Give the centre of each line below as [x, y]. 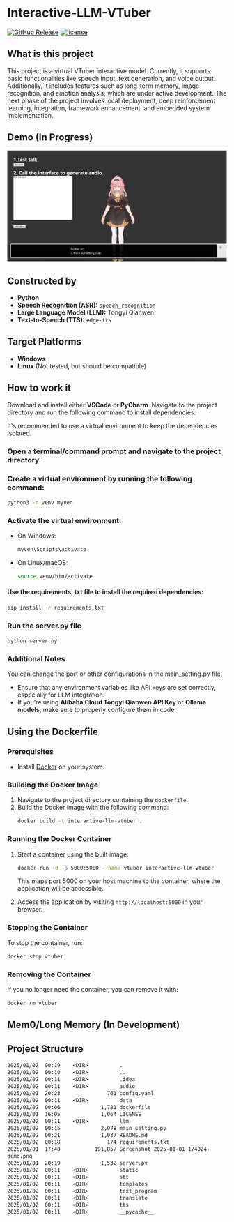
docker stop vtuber [36, 956]
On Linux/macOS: [42, 562]
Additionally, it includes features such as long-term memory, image [103, 86]
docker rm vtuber [32, 1003]
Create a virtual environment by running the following [100, 478]
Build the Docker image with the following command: [93, 808]
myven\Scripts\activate [52, 550]
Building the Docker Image [53, 785]
